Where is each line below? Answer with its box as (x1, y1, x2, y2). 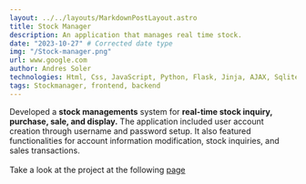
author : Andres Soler (9, 65, 92, 74)
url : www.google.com (9, 56, 88, 65)
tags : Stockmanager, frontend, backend (9, 81, 161, 90)
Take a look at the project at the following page (9, 164, 186, 175)
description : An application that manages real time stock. (9, 30, 243, 39)
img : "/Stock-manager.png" (9, 47, 112, 56)
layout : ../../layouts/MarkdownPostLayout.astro (9, 13, 198, 23)
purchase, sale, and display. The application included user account (9, 116, 264, 127)
